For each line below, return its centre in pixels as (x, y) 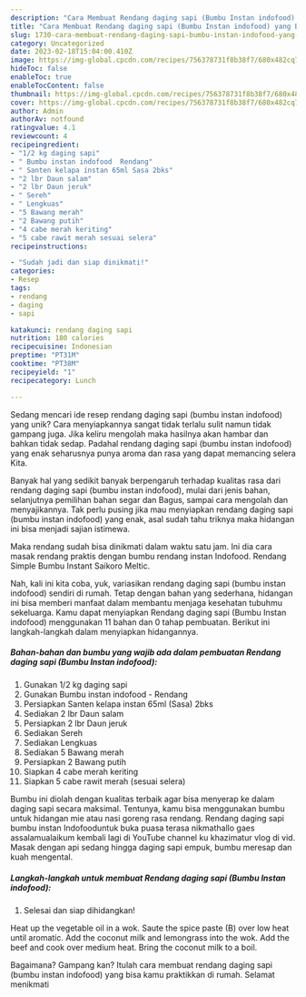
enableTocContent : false (57, 86)
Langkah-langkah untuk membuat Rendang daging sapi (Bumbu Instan (148, 878)
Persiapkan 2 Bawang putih (74, 762)
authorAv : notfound (47, 119)
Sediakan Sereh (53, 733)
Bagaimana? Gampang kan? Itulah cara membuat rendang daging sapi (142, 965)
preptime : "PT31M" (45, 356)
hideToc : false (39, 69)
